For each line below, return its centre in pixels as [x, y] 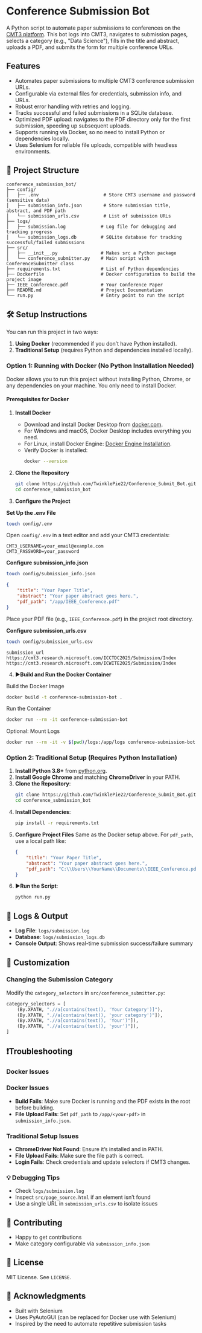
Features [23, 66]
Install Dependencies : [43, 812]
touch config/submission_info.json [51, 574]
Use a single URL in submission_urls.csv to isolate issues [86, 1204]
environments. [33, 151]
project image [24, 279]
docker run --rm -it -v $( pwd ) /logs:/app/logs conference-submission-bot [101, 742]
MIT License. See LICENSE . [39, 1277]
